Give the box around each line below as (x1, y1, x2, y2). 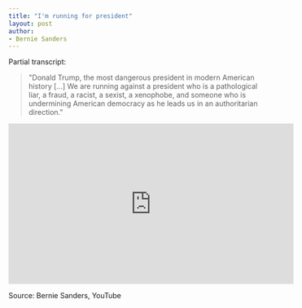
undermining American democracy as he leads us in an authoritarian (28, 99, 258, 108)
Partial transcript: (8, 57, 67, 67)
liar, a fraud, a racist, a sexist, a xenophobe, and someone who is (28, 90, 247, 100)
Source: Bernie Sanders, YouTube (8, 291, 122, 301)
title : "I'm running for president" (8, 11, 133, 20)
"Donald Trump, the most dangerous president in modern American (28, 73, 255, 82)
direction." (28, 108, 63, 117)
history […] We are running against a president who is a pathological (28, 81, 258, 91)
